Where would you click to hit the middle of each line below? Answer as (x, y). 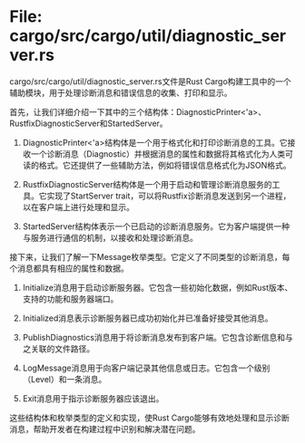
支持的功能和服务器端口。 (70, 299)
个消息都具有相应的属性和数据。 (69, 268)
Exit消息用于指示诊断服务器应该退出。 (93, 398)
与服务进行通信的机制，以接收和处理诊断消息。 (110, 237)
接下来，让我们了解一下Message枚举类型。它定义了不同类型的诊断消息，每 (150, 256)
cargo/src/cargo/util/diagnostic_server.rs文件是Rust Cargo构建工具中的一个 (151, 81)
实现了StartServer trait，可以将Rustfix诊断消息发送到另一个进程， (169, 196)
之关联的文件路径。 (59, 348)
